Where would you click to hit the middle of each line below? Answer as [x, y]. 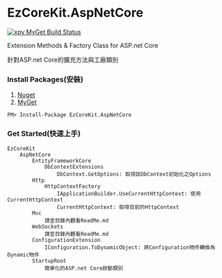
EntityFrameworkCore [62, 161]
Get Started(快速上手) [44, 134]
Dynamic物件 [23, 254]
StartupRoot [50, 261]
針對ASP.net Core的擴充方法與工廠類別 [63, 60]
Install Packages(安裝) [45, 79]
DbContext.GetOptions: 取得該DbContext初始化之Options [134, 174]
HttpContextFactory [72, 186]
